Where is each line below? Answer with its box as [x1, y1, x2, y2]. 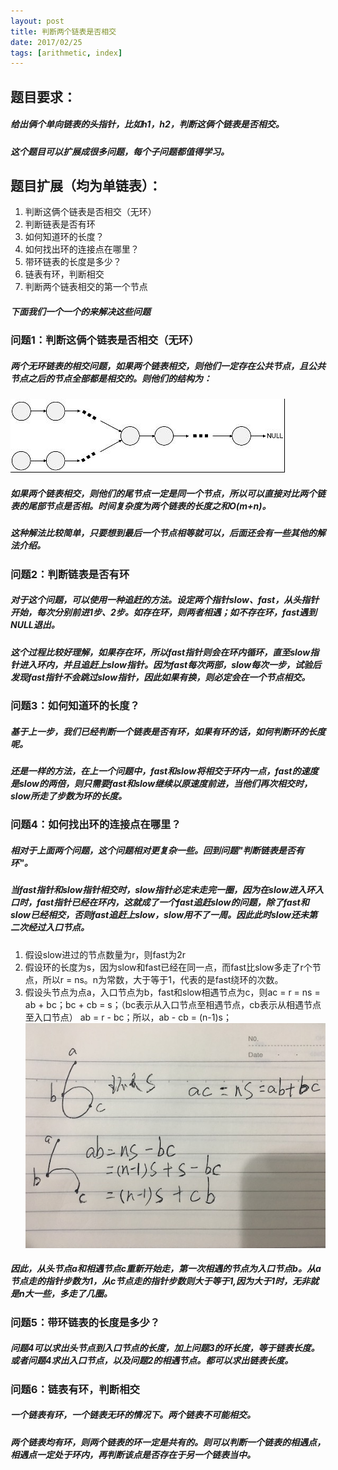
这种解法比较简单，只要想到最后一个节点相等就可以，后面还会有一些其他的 [10, 527, 317, 539]
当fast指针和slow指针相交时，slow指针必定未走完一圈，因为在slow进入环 [10, 884, 316, 896]
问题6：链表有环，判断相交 [10, 1382, 140, 1396]
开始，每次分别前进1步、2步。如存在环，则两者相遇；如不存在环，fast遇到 [10, 606, 318, 619]
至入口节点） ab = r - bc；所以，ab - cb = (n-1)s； [24, 1011, 232, 1023]
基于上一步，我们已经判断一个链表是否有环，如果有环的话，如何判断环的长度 [10, 725, 326, 737]
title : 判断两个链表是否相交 [10, 26, 117, 37]
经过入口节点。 [27, 921, 90, 934]
